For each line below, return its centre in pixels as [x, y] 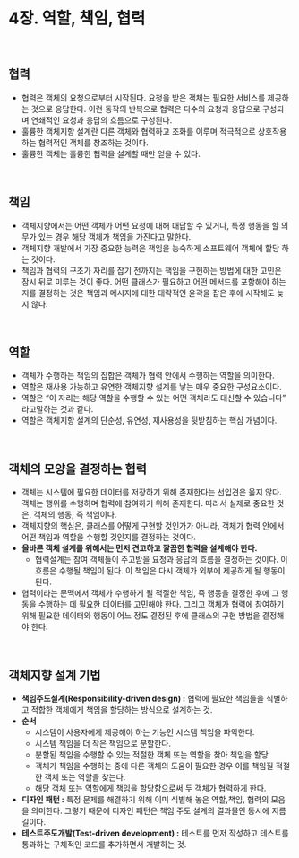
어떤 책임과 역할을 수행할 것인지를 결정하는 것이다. [108, 537]
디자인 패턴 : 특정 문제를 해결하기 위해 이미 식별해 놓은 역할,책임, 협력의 [145, 799]
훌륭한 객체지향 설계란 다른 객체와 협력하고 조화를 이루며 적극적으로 [138, 131]
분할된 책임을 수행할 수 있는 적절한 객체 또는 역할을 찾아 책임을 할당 [152, 754]
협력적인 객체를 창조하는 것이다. [93, 142]
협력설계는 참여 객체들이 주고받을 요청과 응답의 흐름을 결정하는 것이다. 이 [161, 560]
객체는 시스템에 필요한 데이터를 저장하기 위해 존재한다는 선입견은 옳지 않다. [152, 492]
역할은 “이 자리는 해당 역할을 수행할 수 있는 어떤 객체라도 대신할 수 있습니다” [154, 398]
